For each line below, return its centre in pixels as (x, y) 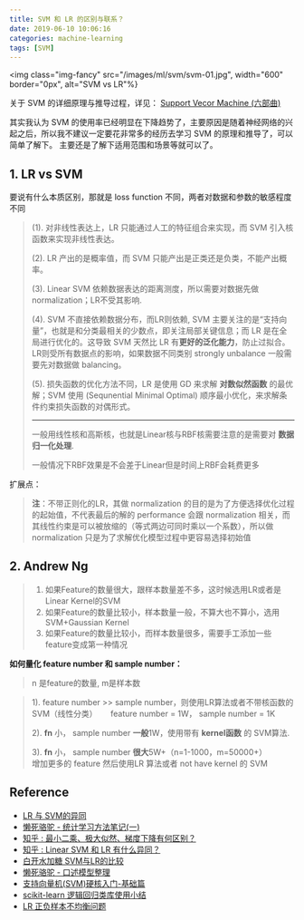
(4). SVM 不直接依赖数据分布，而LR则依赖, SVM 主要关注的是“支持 (155, 320)
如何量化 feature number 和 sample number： (96, 663)
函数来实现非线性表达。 (75, 239)
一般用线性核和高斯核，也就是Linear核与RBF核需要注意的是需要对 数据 (163, 434)
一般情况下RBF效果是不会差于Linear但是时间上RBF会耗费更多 (145, 465)
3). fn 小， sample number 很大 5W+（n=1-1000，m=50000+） (149, 751)
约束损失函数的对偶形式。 (87, 407)
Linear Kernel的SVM (83, 600)
